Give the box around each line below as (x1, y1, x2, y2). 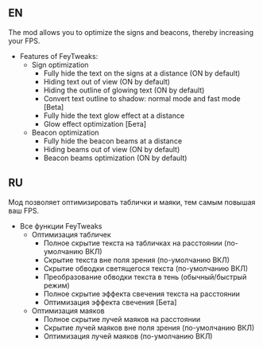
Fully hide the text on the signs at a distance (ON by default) (43, 68, 241, 78)
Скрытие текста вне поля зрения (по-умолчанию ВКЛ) (43, 255, 230, 265)
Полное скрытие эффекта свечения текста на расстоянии (43, 288, 241, 298)
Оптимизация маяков (31, 306, 105, 316)
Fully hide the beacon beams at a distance (43, 135, 183, 146)
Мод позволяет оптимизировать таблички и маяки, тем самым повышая (8, 197, 256, 206)
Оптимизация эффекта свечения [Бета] (43, 297, 177, 307)
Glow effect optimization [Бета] (43, 119, 147, 128)
